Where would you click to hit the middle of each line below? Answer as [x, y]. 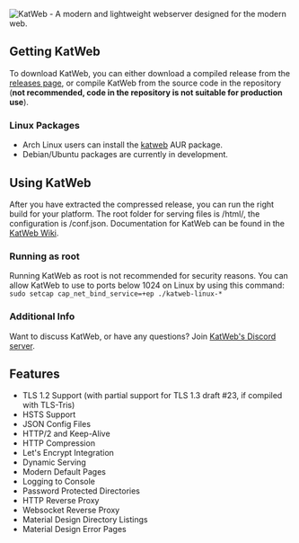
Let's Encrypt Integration [68, 453]
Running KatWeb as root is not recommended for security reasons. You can [149, 276]
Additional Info [42, 316]
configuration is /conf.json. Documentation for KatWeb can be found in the [147, 223]
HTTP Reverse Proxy [61, 501]
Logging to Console [59, 482]
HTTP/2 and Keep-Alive [66, 434]
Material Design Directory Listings [85, 520]
